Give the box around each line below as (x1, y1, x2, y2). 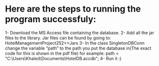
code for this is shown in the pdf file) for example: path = (5, 50, 119, 56)
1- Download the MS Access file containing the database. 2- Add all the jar (5, 30, 155, 35)
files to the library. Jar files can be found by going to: (5, 35, 111, 41)
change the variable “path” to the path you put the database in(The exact (5, 45, 152, 51)
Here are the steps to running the (5, 3, 141, 15)
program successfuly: (5, 14, 96, 25)
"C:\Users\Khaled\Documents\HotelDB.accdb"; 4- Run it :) (5, 55, 122, 61)
